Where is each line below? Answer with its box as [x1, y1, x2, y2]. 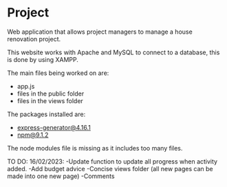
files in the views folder [17, 96, 84, 104]
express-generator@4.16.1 [17, 123, 91, 131]
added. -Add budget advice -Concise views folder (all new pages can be [7, 164, 213, 173]
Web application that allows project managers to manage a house [7, 27, 193, 36]
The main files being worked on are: [7, 69, 109, 77]
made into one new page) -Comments [7, 172, 115, 180]
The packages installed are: [7, 110, 86, 118]
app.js [17, 82, 35, 90]
